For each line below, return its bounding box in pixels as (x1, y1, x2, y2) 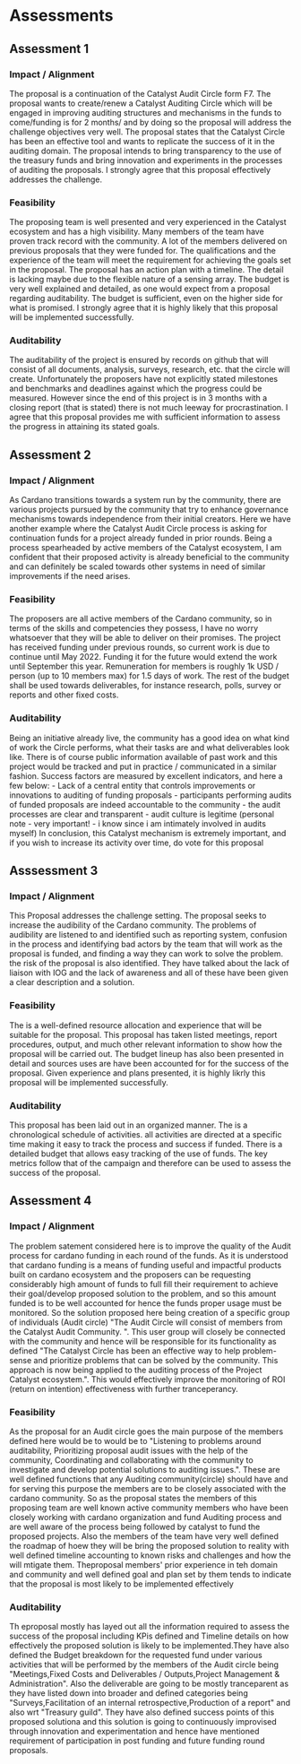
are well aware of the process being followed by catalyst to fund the (9, 1521, 261, 1533)
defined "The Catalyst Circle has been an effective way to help (9, 1345, 241, 1356)
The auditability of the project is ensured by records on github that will (9, 355, 269, 366)
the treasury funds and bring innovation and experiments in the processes (9, 154, 283, 166)
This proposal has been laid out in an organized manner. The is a (9, 1120, 248, 1130)
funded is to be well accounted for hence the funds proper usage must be (9, 1297, 282, 1309)
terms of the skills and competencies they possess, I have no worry (9, 623, 259, 634)
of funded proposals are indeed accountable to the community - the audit (9, 799, 281, 809)
